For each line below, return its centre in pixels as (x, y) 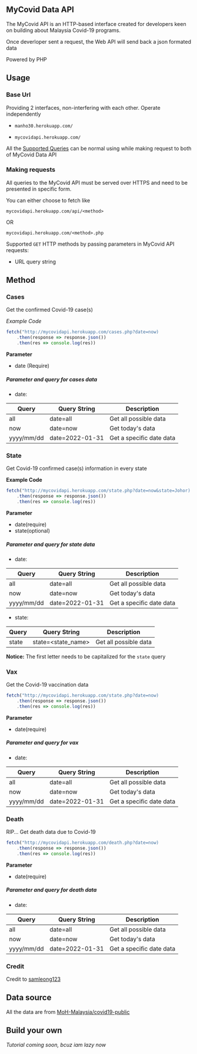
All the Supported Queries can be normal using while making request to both (99, 148)
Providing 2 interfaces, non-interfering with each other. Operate (83, 107)
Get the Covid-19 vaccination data (47, 685)
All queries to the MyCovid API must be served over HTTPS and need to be (97, 182)
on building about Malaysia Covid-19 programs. (63, 30)
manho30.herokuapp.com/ (44, 126)
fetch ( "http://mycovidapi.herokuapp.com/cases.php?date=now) (83, 332)
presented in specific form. (39, 189)
